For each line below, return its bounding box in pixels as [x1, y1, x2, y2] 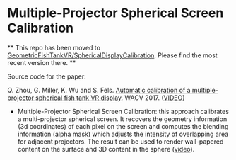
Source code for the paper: [7, 72, 86, 81]
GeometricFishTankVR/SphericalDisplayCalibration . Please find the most [7, 51, 218, 59]
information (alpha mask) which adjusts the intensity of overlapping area [17, 130, 229, 138]
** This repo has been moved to [7, 43, 101, 52]
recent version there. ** [7, 58, 76, 67]
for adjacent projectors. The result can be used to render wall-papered [17, 137, 224, 146]
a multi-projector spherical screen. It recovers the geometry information [17, 115, 228, 123]
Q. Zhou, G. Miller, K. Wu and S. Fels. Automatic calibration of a [7, 86, 191, 94]
